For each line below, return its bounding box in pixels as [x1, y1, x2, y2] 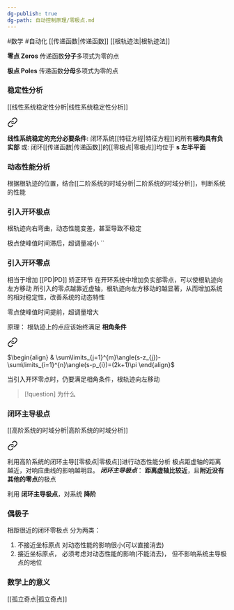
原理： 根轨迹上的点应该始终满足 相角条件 [7, 322, 127, 331]
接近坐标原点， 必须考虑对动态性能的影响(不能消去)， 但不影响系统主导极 [17, 549, 227, 558]
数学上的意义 [7, 577, 51, 587]
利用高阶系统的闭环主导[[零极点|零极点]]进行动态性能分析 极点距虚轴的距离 [7, 457, 221, 466]
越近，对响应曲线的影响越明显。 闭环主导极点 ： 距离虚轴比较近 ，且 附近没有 [7, 466, 224, 475]
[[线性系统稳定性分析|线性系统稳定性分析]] [7, 103, 129, 111]
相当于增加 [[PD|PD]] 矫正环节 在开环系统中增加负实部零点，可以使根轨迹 [7, 275, 217, 283]
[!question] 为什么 [24, 389, 77, 398]
